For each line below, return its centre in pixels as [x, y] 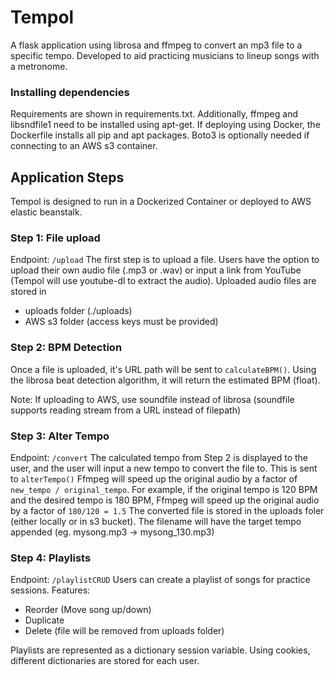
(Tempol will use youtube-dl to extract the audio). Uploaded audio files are [163, 281]
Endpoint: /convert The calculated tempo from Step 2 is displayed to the [159, 457]
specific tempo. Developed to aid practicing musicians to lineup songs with [165, 55]
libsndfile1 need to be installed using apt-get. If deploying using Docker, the [165, 125]
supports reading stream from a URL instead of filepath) [126, 410]
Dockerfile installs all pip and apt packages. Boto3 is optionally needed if [160, 135]
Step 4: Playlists [51, 558]
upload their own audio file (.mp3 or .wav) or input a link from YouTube [156, 270]
